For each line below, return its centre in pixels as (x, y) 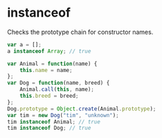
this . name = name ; (46, 70)
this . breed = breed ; (49, 96)
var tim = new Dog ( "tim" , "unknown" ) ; (63, 115)
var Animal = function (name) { (52, 64)
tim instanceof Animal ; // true (54, 122)
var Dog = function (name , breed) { (58, 83)
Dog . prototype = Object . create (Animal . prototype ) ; (82, 109)
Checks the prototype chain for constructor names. (80, 32)
